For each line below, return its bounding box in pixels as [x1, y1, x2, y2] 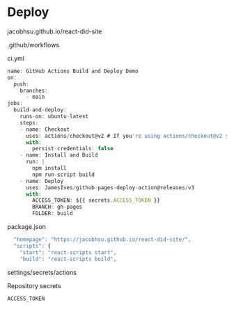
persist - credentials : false [32, 145, 114, 152]
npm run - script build [32, 171, 95, 178]
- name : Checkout [19, 126, 70, 133]
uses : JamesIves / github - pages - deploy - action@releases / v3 [25, 184, 195, 191]
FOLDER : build [32, 210, 73, 217]
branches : [19, 87, 49, 94]
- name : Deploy [19, 177, 64, 184]
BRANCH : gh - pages [32, 203, 82, 211]
